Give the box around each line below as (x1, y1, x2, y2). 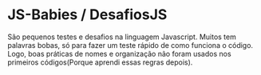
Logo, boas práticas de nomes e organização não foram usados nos (7, 49, 232, 58)
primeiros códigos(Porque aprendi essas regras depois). (7, 57, 193, 67)
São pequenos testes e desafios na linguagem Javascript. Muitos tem (7, 32, 236, 41)
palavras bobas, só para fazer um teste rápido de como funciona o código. (7, 40, 253, 49)
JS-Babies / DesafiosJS (7, 6, 168, 24)
